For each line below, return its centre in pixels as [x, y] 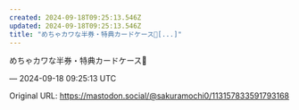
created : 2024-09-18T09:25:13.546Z [75, 17]
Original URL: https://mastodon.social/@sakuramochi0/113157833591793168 [149, 96]
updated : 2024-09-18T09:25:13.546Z [75, 26]
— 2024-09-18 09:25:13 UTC [63, 79]
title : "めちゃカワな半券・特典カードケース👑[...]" [96, 34]
